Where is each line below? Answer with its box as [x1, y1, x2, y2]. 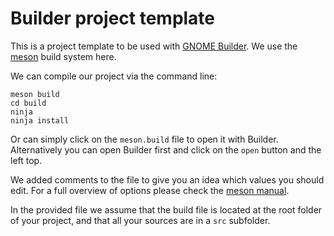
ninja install [10, 115, 70, 126]
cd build [10, 98, 47, 108]
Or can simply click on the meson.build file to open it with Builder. [10, 133, 279, 145]
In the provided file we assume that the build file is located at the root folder [10, 203, 323, 216]
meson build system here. [10, 50, 117, 62]
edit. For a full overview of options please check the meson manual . [10, 184, 290, 196]
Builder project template [10, 7, 216, 30]
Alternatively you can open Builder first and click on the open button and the [10, 143, 322, 156]
